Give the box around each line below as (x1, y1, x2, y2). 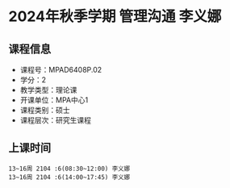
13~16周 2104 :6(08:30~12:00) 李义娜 (8, 165, 131, 173)
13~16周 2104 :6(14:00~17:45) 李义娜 (8, 173, 131, 182)
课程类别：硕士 (19, 106, 70, 115)
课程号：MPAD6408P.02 (19, 65, 102, 74)
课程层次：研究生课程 (19, 115, 91, 125)
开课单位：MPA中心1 (19, 95, 89, 105)
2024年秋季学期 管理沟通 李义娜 (8, 7, 222, 26)
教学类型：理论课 (19, 86, 77, 94)
